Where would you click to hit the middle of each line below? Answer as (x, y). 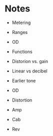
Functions (22, 51)
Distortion (22, 100)
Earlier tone (24, 80)
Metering (21, 22)
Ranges (20, 32)
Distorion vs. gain (30, 61)
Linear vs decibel (30, 71)
